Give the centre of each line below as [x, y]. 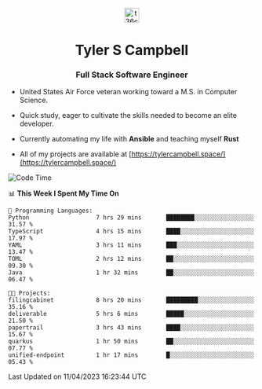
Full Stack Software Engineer [132, 75]
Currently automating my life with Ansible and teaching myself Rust [129, 139]
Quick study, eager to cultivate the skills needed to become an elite [128, 116]
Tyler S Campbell [132, 50]
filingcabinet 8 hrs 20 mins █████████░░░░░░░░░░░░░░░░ [131, 300]
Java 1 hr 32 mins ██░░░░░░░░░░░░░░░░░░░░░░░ [131, 273]
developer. [36, 124]
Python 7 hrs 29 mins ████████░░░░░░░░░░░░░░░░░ [131, 218]
